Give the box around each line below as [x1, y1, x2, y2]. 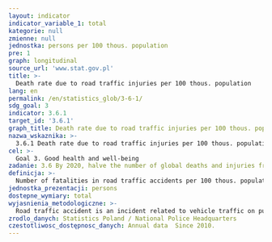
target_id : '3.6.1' [8, 117, 74, 125]
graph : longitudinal [8, 57, 79, 65]
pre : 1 [8, 49, 31, 57]
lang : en [8, 86, 38, 95]
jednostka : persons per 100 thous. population [8, 42, 168, 50]
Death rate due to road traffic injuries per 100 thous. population [15, 79, 252, 87]
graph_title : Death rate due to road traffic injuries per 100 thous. [8, 124, 252, 132]
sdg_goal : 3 [8, 102, 49, 110]
